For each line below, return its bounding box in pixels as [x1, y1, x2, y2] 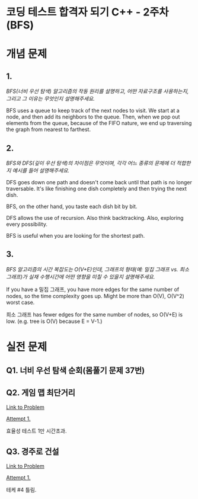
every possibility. [6, 220, 47, 228]
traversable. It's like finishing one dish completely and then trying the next [6, 185, 187, 192]
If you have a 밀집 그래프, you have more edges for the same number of [6, 286, 180, 293]
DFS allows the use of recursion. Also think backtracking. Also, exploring [6, 215, 184, 221]
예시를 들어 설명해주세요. [12, 167, 70, 174]
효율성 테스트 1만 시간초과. [6, 427, 67, 434]
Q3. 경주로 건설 [6, 446, 59, 456]
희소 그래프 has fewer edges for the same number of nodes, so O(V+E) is [6, 311, 183, 318]
